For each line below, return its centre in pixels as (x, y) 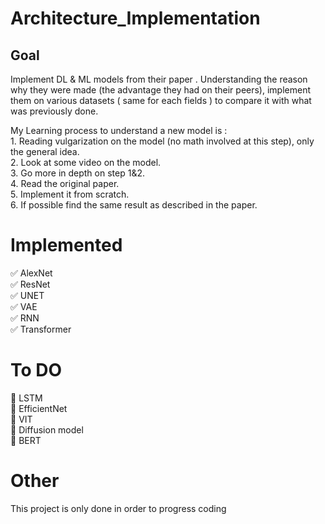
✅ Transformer (41, 329)
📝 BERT (26, 440)
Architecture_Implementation (135, 18)
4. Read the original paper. (65, 183)
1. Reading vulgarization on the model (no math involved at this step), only (162, 141)
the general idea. (45, 151)
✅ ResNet (30, 284)
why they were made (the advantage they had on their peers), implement (160, 90)
